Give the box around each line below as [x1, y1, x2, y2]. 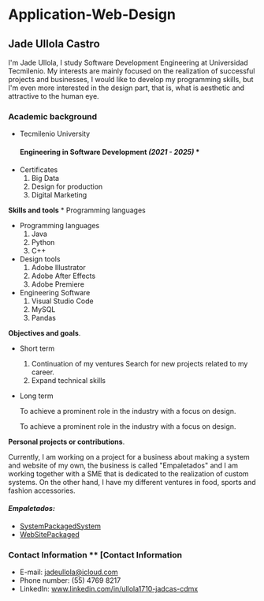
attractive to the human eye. [8, 92, 100, 100]
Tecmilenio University [19, 129, 91, 139]
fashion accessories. [8, 486, 76, 495]
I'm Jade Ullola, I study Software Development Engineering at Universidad [8, 58, 248, 67]
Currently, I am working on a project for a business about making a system [8, 452, 250, 461]
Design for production [31, 182, 103, 191]
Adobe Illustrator [31, 262, 86, 272]
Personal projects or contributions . [8, 437, 125, 446]
